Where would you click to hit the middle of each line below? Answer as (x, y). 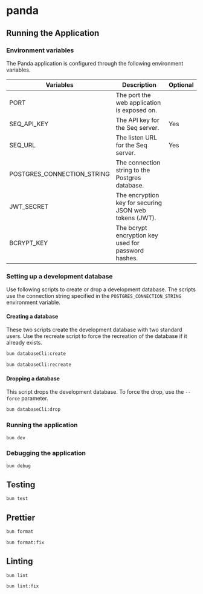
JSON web (131, 210)
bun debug (19, 466)
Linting (20, 562)
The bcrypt (131, 228)
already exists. (24, 343)
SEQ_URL (23, 145)
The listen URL (136, 137)
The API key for (137, 120)
